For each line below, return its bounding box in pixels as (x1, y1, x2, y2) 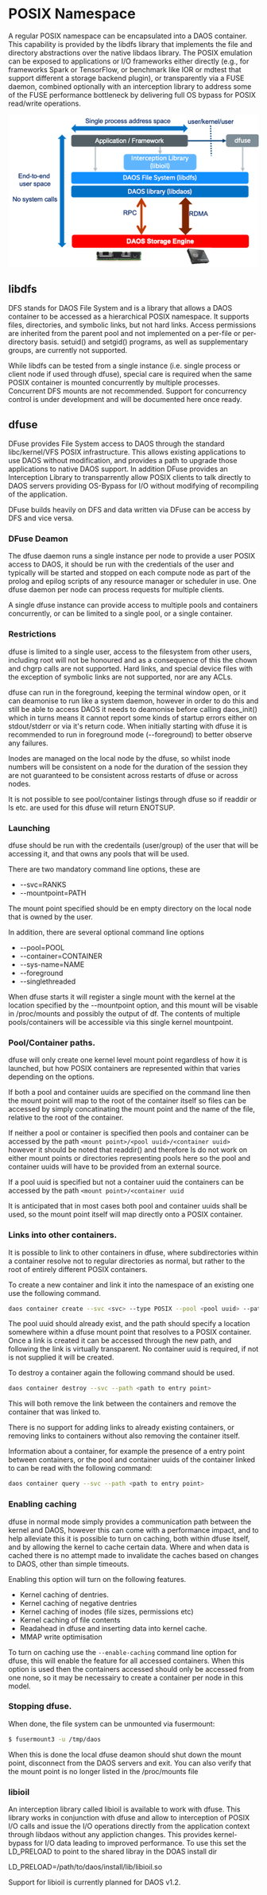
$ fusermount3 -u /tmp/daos (8, 1735, 102, 1743)
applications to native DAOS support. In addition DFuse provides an (8, 464, 228, 474)
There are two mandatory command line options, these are (8, 864, 201, 874)
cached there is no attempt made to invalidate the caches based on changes (8, 1550, 259, 1560)
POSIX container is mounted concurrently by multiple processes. (8, 378, 220, 388)
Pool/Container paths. (8, 1037, 95, 1048)
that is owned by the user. (8, 912, 93, 922)
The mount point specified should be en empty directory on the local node (8, 903, 252, 914)
